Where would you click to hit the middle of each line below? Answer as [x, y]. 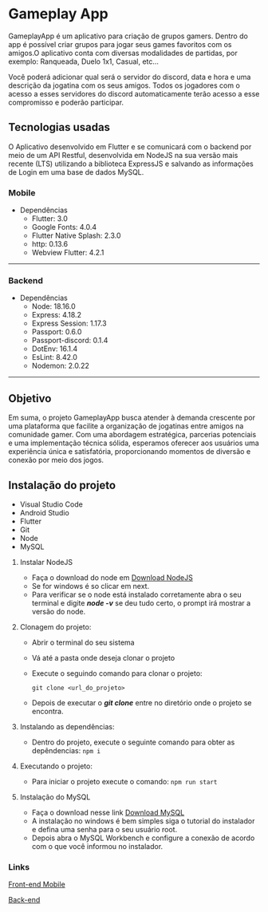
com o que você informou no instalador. [97, 846]
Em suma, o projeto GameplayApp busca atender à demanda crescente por [132, 418]
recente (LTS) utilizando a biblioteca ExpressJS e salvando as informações [131, 164]
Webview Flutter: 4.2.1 [68, 253]
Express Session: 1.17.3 [69, 323]
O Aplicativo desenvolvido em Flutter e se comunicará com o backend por [130, 146]
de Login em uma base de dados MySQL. [76, 172]
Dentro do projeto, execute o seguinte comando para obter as [133, 742]
